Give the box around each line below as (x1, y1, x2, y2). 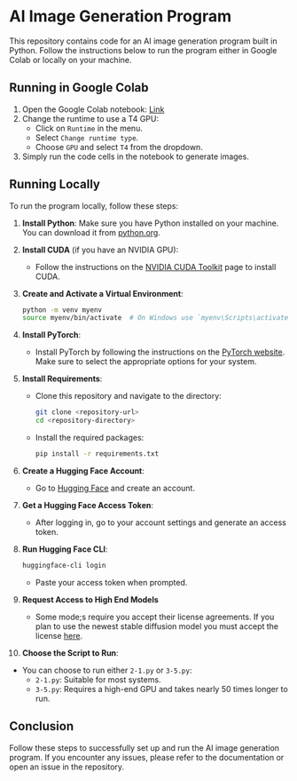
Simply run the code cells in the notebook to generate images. (21, 151, 250, 162)
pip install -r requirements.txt (35, 450, 160, 458)
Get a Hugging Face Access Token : (21, 499, 153, 510)
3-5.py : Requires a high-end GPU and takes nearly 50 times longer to (35, 683, 288, 694)
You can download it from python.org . (21, 227, 161, 237)
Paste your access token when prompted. (35, 577, 188, 587)
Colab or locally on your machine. (9, 54, 132, 65)
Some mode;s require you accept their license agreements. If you (35, 611, 275, 622)
